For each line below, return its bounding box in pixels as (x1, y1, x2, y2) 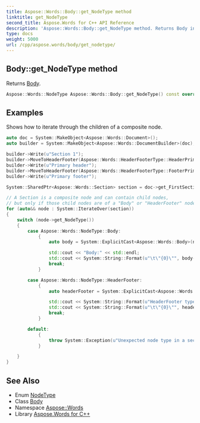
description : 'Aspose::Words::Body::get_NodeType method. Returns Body (6, 25, 187, 32)
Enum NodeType (14, 391, 56, 399)
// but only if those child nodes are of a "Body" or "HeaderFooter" (6, 200, 183, 206)
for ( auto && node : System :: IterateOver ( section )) (6, 206, 135, 212)
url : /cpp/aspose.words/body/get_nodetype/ (6, 42, 116, 48)
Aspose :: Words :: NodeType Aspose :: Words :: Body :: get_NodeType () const (6, 91, 180, 97)
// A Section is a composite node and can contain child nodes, (6, 195, 169, 201)
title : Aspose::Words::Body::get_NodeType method (6, 8, 132, 15)
